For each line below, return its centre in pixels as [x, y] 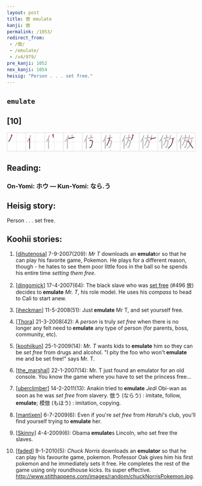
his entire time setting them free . [56, 273]
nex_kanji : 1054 [27, 70]
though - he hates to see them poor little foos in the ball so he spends [101, 266]
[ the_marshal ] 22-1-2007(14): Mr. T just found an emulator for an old [100, 370]
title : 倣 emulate [29, 19]
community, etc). [36, 334]
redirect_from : [26, 38]
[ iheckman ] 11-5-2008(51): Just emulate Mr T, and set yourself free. [99, 310]
